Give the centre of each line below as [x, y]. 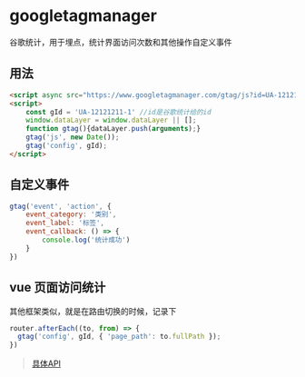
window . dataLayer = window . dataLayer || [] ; [111, 120]
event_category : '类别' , [71, 214]
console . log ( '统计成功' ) [86, 240]
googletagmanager [83, 16]
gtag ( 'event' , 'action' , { [60, 206]
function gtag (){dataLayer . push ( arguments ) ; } [113, 129]
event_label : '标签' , [65, 223]
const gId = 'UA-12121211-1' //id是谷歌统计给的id [118, 112]
